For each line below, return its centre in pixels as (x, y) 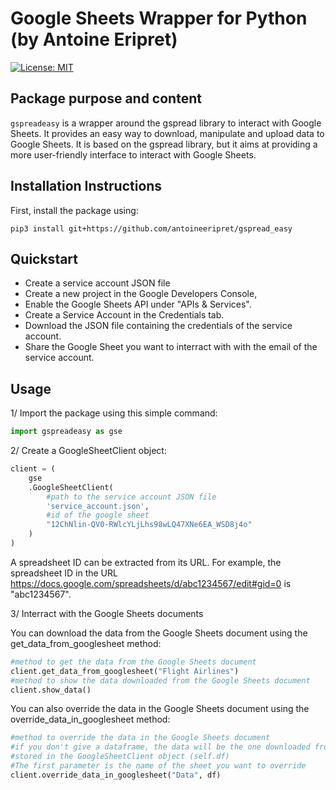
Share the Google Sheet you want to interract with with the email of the (171, 347)
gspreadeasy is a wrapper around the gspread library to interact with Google (166, 123)
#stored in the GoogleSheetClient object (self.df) (120, 757)
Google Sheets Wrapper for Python (159, 18)
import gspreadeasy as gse (66, 432)
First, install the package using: (74, 210)
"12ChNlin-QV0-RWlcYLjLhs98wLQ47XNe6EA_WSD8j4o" (149, 525)
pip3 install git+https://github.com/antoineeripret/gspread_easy (151, 228)
